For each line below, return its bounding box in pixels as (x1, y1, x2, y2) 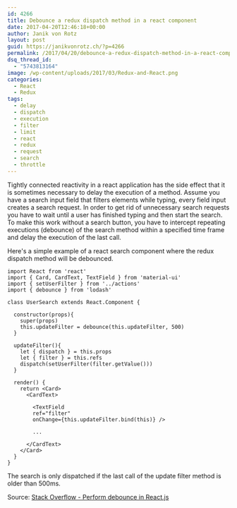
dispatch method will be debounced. (7, 254, 114, 262)
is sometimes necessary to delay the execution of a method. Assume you (7, 188, 220, 196)
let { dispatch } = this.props (20, 348, 112, 355)
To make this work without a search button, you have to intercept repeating (7, 218, 226, 226)
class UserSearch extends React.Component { (7, 298, 140, 306)
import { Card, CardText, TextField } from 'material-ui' (7, 274, 181, 281)
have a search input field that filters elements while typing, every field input (7, 195, 226, 204)
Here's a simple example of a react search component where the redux (7, 246, 214, 255)
